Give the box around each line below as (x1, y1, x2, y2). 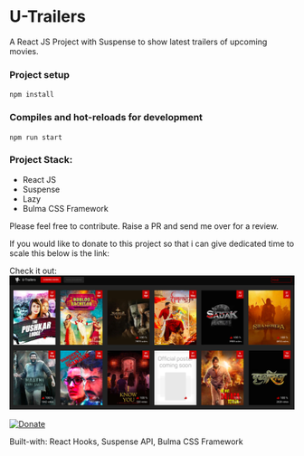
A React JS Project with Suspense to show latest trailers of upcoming (9, 36, 268, 47)
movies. (9, 45, 39, 56)
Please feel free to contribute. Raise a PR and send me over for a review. (9, 220, 279, 232)
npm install (9, 90, 54, 100)
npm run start (9, 133, 63, 142)
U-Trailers (9, 6, 86, 27)
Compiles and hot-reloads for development (9, 111, 204, 124)
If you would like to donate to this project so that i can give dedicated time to (9, 238, 295, 249)
